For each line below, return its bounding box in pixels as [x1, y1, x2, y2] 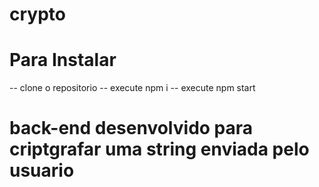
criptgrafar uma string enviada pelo [9, 138, 310, 161]
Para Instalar [9, 49, 117, 72]
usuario [9, 159, 75, 182]
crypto [9, 3, 66, 26]
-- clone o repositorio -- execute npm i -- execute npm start [9, 82, 256, 94]
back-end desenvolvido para [9, 117, 254, 140]
